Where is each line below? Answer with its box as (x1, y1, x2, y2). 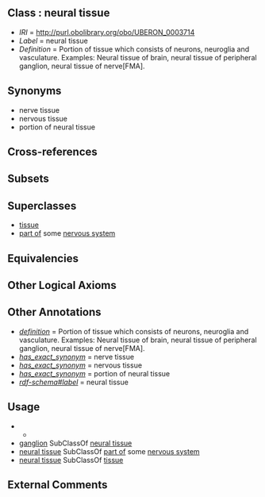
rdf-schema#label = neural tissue (18, 377, 129, 387)
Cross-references (7, 145, 98, 159)
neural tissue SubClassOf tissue (18, 455, 124, 464)
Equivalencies (7, 252, 79, 265)
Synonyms (7, 84, 62, 98)
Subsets (7, 172, 49, 186)
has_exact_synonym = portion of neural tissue (18, 368, 171, 378)
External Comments (7, 478, 108, 491)
